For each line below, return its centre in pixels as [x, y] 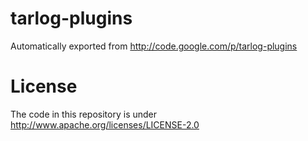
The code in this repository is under [84, 114]
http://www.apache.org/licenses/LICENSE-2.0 [105, 124]
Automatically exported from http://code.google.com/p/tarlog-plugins [154, 46]
